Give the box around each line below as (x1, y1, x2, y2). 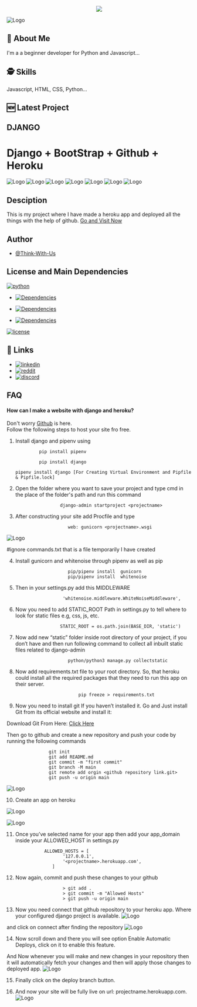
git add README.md (48, 754, 94, 760)
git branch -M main (48, 765, 96, 770)
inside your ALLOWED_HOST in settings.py (15, 837, 119, 844)
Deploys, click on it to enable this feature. (15, 942, 116, 949)
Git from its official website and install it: (15, 709, 112, 716)
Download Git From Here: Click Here (6, 720, 94, 727)
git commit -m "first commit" (48, 759, 123, 765)
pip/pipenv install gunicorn (67, 569, 142, 575)
